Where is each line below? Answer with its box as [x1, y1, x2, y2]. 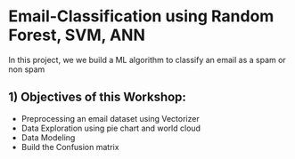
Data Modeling [20, 131, 76, 143]
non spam [8, 64, 45, 75]
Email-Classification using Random [8, 6, 275, 27]
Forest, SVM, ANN [8, 25, 146, 45]
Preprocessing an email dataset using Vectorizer [20, 113, 200, 123]
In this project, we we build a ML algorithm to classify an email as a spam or [8, 54, 286, 65]
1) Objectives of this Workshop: [8, 90, 186, 105]
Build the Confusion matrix [20, 141, 119, 152]
